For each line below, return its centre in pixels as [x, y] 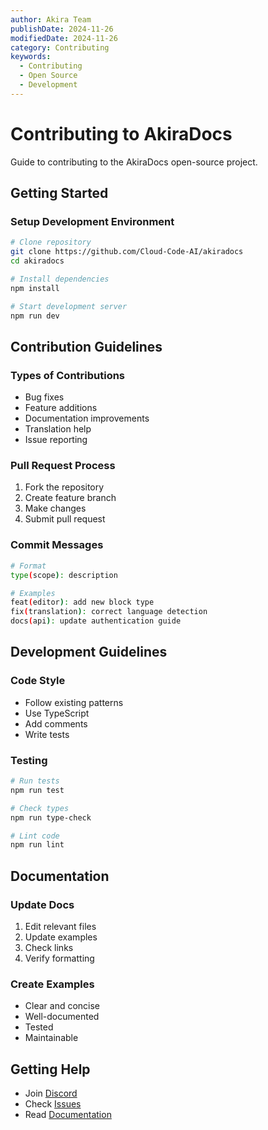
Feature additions [61, 408]
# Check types [40, 808]
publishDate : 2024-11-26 [62, 29]
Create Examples [52, 984]
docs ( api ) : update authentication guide [96, 621]
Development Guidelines [89, 652]
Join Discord [51, 1093]
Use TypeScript [57, 713]
